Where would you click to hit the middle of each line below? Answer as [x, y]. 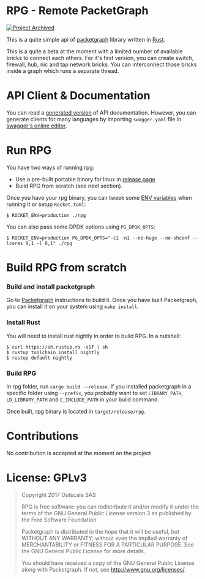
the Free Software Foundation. [59, 520]
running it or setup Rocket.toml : [46, 204]
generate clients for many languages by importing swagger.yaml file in [94, 119]
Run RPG [29, 150]
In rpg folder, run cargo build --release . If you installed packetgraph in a [99, 386]
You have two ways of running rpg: [50, 167]
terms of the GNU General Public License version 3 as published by [106, 513]
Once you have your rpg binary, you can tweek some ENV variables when [99, 197]
